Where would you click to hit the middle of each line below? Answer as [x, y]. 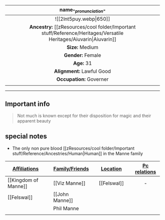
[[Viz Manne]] [69, 183]
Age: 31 [82, 63]
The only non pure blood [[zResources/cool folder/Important [73, 148]
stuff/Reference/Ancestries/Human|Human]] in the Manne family [78, 153]
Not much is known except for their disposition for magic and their [84, 116]
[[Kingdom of [23, 180]
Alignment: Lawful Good [82, 71]
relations [145, 172]
